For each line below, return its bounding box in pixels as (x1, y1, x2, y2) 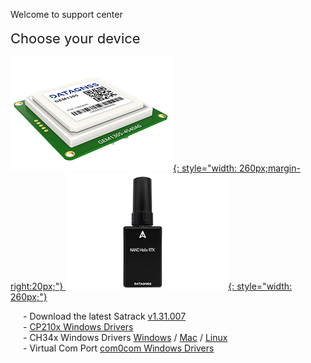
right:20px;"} (10, 280, 64, 292)
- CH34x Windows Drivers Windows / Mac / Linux (23, 332, 228, 343)
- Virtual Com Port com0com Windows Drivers (23, 342, 215, 354)
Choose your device (10, 30, 141, 47)
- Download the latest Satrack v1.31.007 (23, 310, 187, 322)
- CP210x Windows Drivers (23, 321, 134, 333)
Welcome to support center (10, 9, 123, 20)
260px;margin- (238, 162, 301, 174)
